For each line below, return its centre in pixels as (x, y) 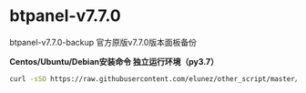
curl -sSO (28, 78)
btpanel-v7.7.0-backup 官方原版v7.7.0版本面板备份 (103, 42)
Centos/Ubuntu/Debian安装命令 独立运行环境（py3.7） (114, 61)
